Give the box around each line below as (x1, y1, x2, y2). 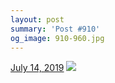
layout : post (10, 14, 65, 25)
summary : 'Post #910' (10, 24, 101, 34)
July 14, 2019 (10, 62, 65, 74)
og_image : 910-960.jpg (10, 33, 105, 43)
